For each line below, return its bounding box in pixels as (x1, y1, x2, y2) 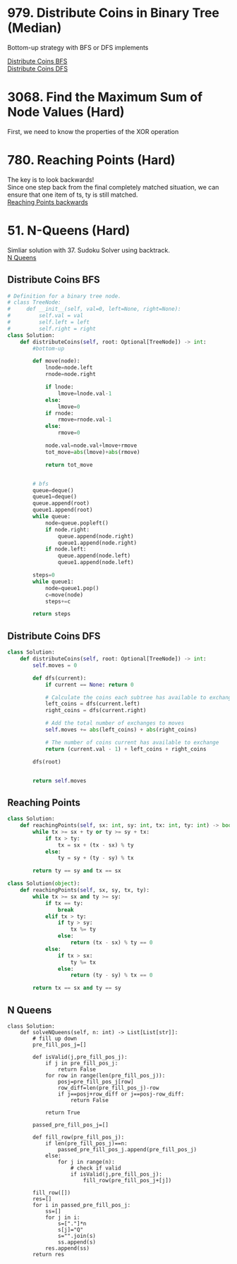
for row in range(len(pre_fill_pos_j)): (44, 1072, 166, 1079)
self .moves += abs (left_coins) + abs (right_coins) (44, 726, 197, 733)
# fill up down (32, 1035, 78, 1042)
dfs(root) (32, 758, 61, 766)
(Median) (7, 20, 62, 36)
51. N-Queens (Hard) (7, 223, 130, 238)
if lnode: (44, 384, 74, 391)
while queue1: (32, 578, 74, 585)
